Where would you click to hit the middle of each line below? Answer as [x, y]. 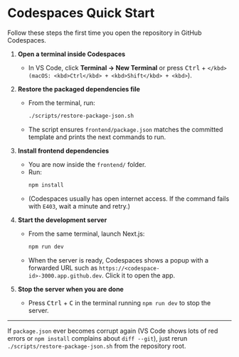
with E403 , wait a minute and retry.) [79, 206]
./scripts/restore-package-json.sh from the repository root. [97, 346]
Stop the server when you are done [71, 289]
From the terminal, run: [62, 103]
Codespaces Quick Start [81, 13]
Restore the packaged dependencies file [79, 89]
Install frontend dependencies [63, 150]
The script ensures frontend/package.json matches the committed [126, 129]
